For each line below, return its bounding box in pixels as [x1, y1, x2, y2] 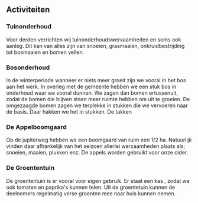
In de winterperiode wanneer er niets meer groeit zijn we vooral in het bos [6, 76, 186, 83]
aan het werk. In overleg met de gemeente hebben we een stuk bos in [6, 83, 177, 90]
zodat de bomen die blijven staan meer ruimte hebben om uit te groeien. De [6, 95, 190, 102]
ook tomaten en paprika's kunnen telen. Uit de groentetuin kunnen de [6, 183, 176, 191]
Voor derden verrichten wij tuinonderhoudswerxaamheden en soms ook [6, 36, 181, 43]
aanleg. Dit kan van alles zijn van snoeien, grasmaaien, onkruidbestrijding [6, 42, 185, 49]
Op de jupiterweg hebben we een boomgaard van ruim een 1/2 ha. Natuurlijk [6, 136, 192, 144]
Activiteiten [6, 5, 50, 15]
